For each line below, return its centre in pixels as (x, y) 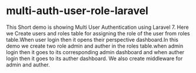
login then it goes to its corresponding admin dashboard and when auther (95, 52)
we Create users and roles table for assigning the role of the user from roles (98, 33)
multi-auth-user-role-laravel (77, 11)
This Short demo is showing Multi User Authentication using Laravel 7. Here (98, 27)
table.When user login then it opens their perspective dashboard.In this (92, 39)
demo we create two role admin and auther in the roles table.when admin (95, 46)
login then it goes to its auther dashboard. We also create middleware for (94, 58)
